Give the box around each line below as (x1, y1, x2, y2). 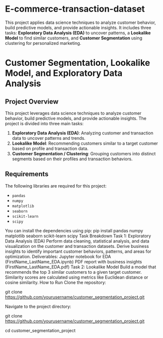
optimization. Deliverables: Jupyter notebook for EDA (5, 253, 111, 259)
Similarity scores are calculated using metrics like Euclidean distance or (5, 274, 148, 280)
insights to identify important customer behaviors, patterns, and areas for (5, 248, 152, 254)
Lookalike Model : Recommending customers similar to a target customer (12, 140, 158, 146)
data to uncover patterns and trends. (12, 135, 86, 141)
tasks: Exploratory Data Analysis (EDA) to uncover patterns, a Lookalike (5, 30, 151, 36)
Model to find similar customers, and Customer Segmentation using (5, 35, 142, 41)
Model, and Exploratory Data (5, 68, 123, 79)
